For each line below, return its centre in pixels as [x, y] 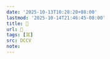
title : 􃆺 [18, 23]
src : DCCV [19, 41]
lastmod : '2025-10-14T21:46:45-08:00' [56, 18]
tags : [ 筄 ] [20, 35]
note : [13, 47]
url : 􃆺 [15, 29]
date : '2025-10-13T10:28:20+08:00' [52, 12]
